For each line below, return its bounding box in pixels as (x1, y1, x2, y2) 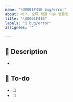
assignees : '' (5, 25, 34, 30)
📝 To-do (5, 74, 30, 83)
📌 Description (5, 47, 48, 56)
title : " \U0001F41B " (5, 16, 48, 21)
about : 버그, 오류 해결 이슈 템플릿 (5, 12, 69, 17)
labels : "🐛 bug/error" (5, 20, 51, 26)
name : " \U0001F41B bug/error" (5, 7, 67, 12)
